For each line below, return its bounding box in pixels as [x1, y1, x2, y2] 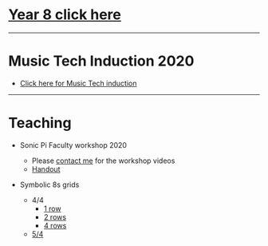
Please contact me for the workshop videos [31, 156, 175, 165]
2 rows [43, 212, 66, 221]
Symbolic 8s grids [19, 180, 80, 189]
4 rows [43, 220, 67, 230]
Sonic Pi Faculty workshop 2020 [19, 140, 128, 149]
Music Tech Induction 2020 [8, 52, 195, 70]
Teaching [8, 114, 72, 133]
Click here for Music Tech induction [19, 78, 137, 88]
